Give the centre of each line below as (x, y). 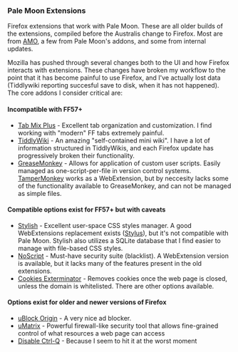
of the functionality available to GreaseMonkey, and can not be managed (124, 186)
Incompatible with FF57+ (45, 109)
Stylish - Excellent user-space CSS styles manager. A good (105, 225)
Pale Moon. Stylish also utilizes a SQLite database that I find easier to (119, 240)
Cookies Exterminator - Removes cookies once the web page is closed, (123, 278)
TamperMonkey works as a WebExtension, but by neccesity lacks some (123, 178)
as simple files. (40, 193)
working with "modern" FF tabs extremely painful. (91, 133)
